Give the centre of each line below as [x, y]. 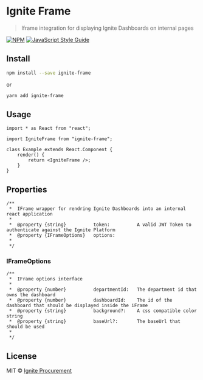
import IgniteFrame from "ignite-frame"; [60, 139]
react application [29, 214]
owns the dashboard [31, 295]
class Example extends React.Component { [60, 150]
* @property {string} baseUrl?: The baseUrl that [95, 322]
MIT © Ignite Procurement [39, 371]
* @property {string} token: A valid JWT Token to [100, 225]
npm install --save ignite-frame [49, 73]
